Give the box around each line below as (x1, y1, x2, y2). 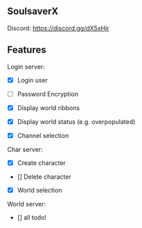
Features (7, 44, 46, 56)
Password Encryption (17, 89, 78, 98)
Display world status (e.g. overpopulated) (17, 117, 136, 125)
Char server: (7, 145, 43, 153)
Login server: (7, 62, 45, 71)
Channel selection (17, 131, 69, 139)
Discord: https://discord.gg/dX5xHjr (7, 24, 109, 32)
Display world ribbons (17, 103, 80, 112)
